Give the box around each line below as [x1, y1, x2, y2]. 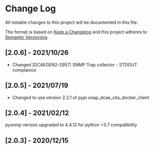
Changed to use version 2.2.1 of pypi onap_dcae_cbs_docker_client [12, 95, 150, 100]
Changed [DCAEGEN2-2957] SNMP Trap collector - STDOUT [12, 61, 138, 67]
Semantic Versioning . [5, 34, 49, 40]
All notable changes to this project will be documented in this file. [5, 19, 139, 25]
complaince [12, 67, 37, 73]
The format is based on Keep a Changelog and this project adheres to [5, 29, 148, 35]
